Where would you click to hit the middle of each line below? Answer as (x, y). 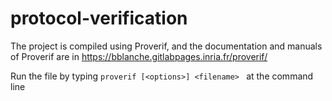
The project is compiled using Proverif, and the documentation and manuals (166, 46)
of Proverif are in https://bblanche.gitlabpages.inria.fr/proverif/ (139, 56)
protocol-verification (99, 18)
